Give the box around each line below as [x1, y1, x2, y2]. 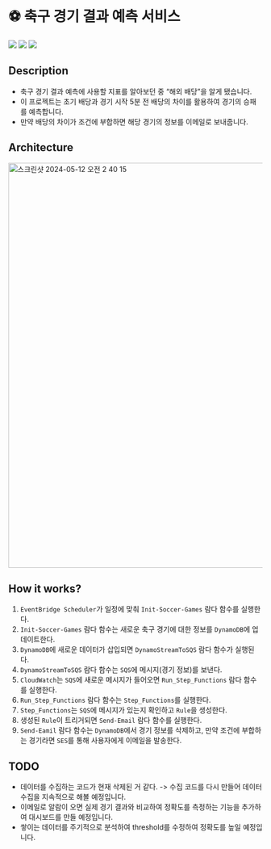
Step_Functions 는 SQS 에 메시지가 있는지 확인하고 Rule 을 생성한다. [19, 705, 227, 715]
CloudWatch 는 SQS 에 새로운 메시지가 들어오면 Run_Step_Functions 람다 [19, 675, 242, 685]
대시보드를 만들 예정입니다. [28, 813, 114, 822]
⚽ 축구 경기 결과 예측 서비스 [8, 7, 181, 26]
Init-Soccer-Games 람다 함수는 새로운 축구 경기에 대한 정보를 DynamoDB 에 [19, 624, 251, 634]
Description [8, 64, 69, 78]
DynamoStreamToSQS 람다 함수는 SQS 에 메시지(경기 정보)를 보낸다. [19, 665, 223, 675]
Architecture [8, 141, 74, 154]
